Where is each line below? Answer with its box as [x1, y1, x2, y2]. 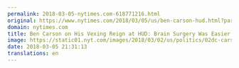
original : [7, 17, 37, 24]
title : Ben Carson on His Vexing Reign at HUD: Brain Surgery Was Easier [7, 30, 231, 38]
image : [7, 37, 27, 44]
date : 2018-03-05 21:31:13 [7, 43, 87, 50]
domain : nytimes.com [7, 23, 69, 30]
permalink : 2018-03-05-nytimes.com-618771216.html [7, 10, 161, 18]
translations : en [7, 50, 59, 57]
